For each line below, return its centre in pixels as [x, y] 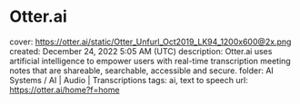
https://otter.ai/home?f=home [65, 90]
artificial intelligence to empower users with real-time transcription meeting [150, 61]
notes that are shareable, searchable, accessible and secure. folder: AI [142, 71]
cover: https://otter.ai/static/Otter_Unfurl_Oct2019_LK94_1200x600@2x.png [150, 42]
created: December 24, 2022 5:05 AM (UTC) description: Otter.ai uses [141, 51]
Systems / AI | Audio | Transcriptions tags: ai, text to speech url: [129, 80]
